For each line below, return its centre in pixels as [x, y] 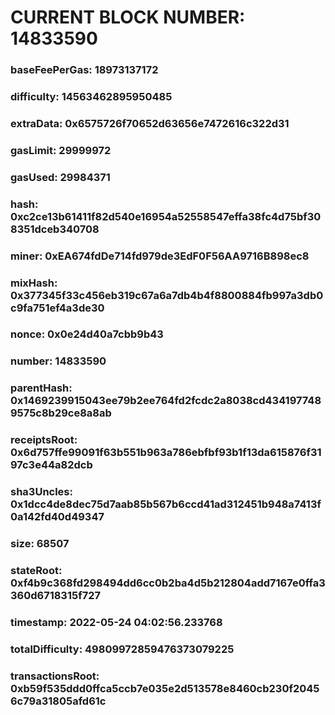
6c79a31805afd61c [58, 701]
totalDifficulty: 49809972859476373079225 [122, 649]
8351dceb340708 [55, 229]
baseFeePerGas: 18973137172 [84, 70]
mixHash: [34, 283]
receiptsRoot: [44, 440]
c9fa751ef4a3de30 [57, 308]
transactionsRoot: [55, 676]
